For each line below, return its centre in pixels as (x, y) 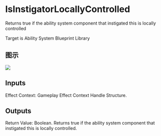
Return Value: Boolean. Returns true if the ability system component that (80, 123)
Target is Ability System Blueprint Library (48, 38)
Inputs (16, 83)
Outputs (18, 111)
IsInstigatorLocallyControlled (68, 9)
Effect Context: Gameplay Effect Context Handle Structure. (66, 95)
